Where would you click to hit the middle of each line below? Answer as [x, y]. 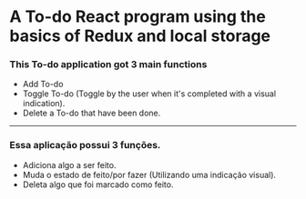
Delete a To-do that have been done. [92, 113]
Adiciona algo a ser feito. [69, 164]
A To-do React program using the [138, 17]
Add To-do [43, 85]
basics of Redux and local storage [140, 36]
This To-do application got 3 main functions [108, 65]
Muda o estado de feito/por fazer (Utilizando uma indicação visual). [149, 174]
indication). [44, 104]
